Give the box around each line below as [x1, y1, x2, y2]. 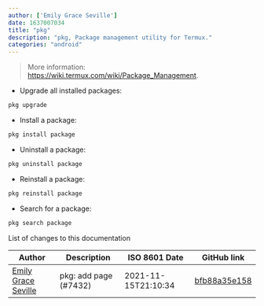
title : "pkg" [8, 26, 51, 34]
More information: [27, 62, 86, 72]
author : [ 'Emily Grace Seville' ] [8, 11, 118, 20]
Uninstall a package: [19, 145, 86, 154]
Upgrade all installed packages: [19, 86, 123, 95]
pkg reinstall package [8, 190, 82, 197]
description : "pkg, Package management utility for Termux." [8, 33, 213, 42]
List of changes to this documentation [8, 233, 131, 242]
